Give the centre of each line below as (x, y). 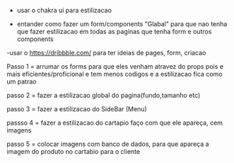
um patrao (22, 81)
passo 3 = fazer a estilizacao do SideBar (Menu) (77, 109)
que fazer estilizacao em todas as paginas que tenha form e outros (114, 32)
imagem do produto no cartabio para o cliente (74, 151)
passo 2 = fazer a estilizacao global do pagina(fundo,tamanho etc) (104, 95)
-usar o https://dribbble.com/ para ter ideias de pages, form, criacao (106, 53)
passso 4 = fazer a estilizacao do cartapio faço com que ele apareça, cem (115, 123)
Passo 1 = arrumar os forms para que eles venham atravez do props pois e (115, 66)
